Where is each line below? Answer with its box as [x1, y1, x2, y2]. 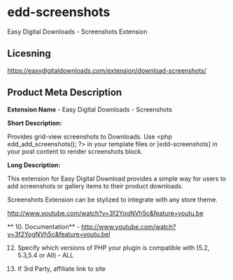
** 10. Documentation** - [7, 222, 80, 231]
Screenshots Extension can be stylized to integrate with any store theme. [7, 195, 218, 204]
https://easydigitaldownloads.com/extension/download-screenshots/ [7, 66, 206, 74]
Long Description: [7, 160, 61, 169]
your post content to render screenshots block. [7, 147, 143, 155]
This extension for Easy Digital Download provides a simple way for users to [7, 174, 226, 183]
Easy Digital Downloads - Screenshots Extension [7, 27, 148, 36]
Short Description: [7, 118, 62, 127]
